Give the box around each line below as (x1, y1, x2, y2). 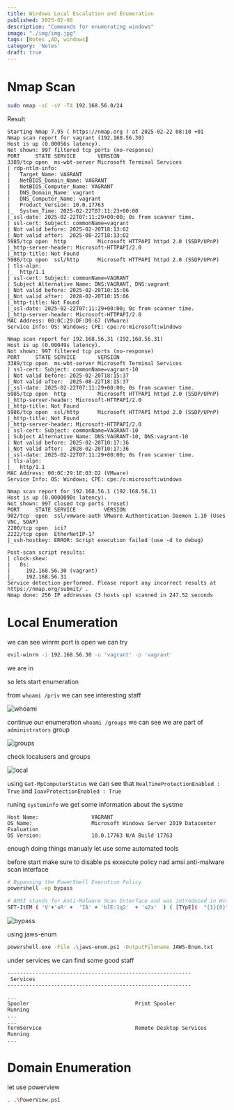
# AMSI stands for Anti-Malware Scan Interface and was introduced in (7, 897, 217, 904)
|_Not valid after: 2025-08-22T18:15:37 (7, 378, 130, 385)
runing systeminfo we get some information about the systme (7, 800, 183, 808)
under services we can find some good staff (7, 956, 134, 964)
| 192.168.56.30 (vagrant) (7, 567, 98, 574)
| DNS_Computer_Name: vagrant (7, 195, 101, 202)
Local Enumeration (7, 615, 118, 631)
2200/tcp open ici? (7, 524, 68, 532)
